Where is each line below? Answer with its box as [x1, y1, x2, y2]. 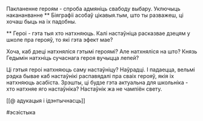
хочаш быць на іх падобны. [6, 18, 77, 25]
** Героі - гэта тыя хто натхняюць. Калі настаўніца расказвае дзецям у [6, 30, 191, 37]
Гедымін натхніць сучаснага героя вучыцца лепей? [6, 54, 139, 61]
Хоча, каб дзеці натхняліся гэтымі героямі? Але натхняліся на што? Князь [6, 48, 198, 55]
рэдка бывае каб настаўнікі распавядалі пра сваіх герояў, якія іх [6, 73, 175, 79]
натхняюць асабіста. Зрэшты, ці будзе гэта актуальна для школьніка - [6, 79, 188, 86]
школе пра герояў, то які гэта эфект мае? [6, 36, 113, 43]
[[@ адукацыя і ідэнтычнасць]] [6, 97, 86, 104]
